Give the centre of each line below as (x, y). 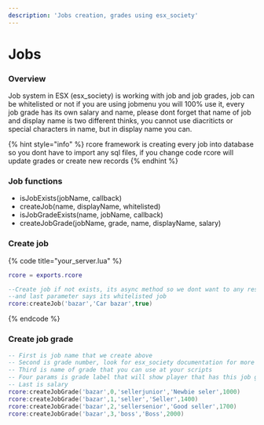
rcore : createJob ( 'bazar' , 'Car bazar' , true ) (81, 304)
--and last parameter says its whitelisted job (88, 296)
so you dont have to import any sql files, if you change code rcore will (121, 153)
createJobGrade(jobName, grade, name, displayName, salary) (120, 223)
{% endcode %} (34, 319)
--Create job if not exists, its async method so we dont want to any (126, 289)
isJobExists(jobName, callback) (71, 198)
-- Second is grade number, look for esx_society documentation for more (132, 363)
